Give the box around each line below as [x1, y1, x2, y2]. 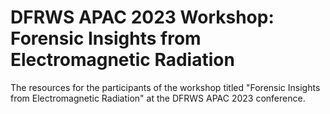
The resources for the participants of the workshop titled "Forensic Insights [10, 81, 321, 93]
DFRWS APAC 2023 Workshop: [10, 6, 275, 29]
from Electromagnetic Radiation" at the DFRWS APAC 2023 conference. [10, 92, 306, 104]
